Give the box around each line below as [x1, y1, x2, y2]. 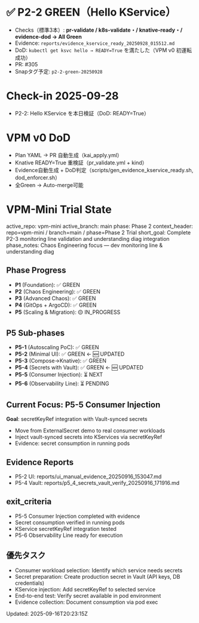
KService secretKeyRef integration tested [14, 525, 117, 532]
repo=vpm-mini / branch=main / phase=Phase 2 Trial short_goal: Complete [6, 228, 191, 236]
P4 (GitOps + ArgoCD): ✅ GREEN [14, 301, 97, 309]
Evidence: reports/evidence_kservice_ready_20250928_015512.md [14, 39, 175, 47]
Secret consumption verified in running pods [14, 518, 125, 526]
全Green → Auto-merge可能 [14, 181, 84, 188]
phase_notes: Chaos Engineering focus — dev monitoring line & [6, 242, 163, 249]
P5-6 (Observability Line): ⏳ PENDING [14, 380, 109, 387]
